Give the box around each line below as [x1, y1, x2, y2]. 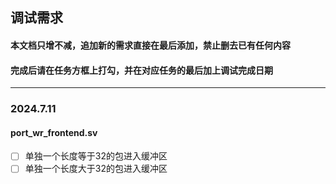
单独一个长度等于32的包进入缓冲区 [24, 150, 168, 162]
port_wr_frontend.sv [10, 126, 98, 138]
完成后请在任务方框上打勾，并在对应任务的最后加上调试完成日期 [10, 64, 273, 76]
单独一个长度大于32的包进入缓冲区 [24, 163, 168, 175]
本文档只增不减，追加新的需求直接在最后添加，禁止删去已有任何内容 [10, 39, 291, 51]
